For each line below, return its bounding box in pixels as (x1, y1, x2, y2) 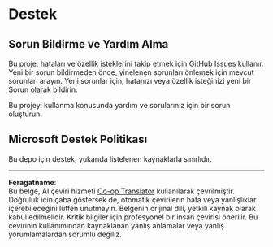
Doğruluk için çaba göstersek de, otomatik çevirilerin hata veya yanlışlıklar (8, 194, 257, 204)
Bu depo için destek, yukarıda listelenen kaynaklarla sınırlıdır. (8, 154, 213, 163)
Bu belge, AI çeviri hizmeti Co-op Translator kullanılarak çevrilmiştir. (8, 186, 236, 196)
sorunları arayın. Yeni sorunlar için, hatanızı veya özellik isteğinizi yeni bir (8, 76, 252, 85)
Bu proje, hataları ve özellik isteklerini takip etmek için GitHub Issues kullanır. (8, 58, 264, 68)
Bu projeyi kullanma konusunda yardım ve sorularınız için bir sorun (8, 101, 231, 110)
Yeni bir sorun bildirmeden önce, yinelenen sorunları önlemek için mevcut (8, 67, 254, 77)
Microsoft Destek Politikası (8, 132, 148, 146)
